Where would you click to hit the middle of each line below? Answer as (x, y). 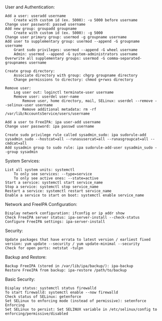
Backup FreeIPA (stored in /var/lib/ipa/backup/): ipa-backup (69, 266)
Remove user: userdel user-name (46, 97)
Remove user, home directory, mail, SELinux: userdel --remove (88, 101)
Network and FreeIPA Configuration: (41, 204)
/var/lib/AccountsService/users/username (48, 114)
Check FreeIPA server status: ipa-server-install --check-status (72, 218)
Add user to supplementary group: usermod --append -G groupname (72, 41)
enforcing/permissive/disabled (37, 314)
